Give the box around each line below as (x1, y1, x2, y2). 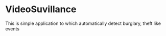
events (5, 25, 19, 31)
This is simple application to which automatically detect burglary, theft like (5, 20, 161, 26)
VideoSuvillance (5, 4, 77, 15)
